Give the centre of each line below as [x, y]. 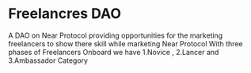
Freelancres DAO [65, 14]
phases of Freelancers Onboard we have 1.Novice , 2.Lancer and [114, 52]
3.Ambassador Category [48, 60]
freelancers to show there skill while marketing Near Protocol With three [125, 43]
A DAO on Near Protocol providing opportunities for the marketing [116, 35]
